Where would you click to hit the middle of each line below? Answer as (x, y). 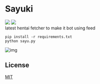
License (17, 65)
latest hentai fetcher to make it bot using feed (50, 28)
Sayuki (19, 9)
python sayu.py (20, 41)
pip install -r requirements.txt (39, 37)
